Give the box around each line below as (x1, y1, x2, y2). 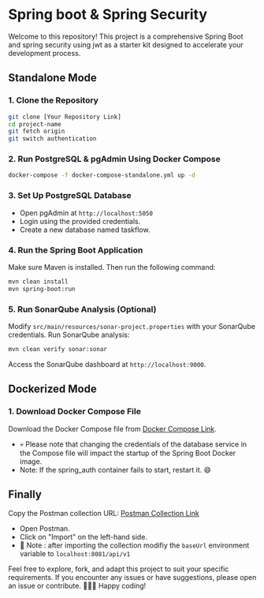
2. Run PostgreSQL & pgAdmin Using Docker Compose (8, 154, 221, 165)
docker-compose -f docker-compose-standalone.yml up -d (8, 171, 195, 179)
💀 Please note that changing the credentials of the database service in (19, 439, 247, 449)
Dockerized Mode (8, 383, 97, 396)
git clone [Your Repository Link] (8, 113, 122, 121)
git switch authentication (8, 135, 97, 143)
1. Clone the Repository (8, 95, 99, 106)
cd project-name (8, 120, 61, 128)
